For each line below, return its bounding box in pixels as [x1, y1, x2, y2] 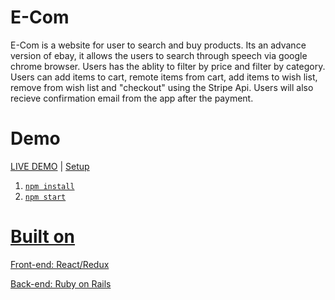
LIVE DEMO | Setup [10, 160, 90, 172]
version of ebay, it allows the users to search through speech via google [10, 49, 308, 61]
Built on [10, 226, 76, 248]
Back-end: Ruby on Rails [10, 277, 112, 290]
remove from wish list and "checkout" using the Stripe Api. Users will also [10, 81, 314, 93]
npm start [24, 192, 67, 202]
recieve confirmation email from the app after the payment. [10, 92, 254, 104]
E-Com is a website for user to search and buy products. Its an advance [10, 39, 307, 51]
